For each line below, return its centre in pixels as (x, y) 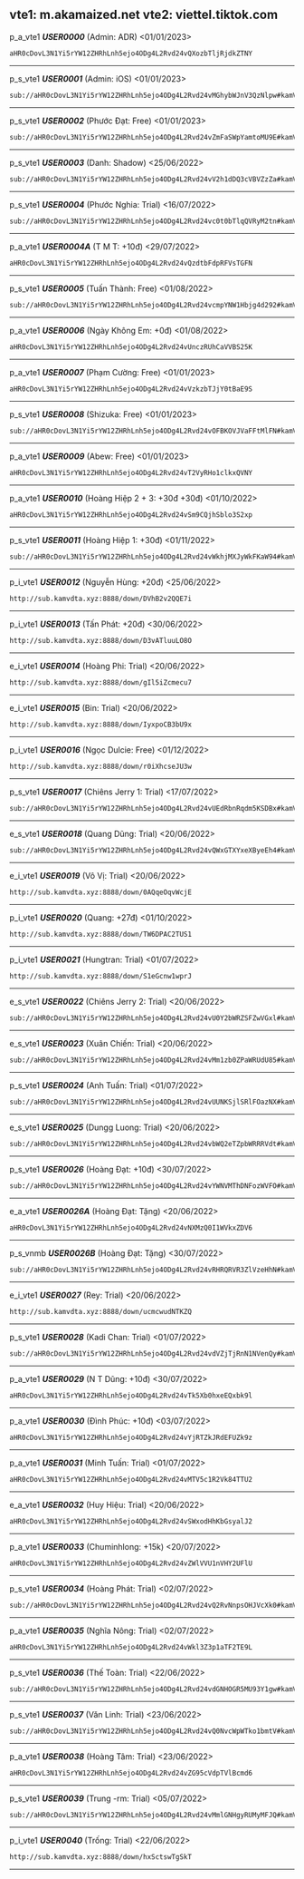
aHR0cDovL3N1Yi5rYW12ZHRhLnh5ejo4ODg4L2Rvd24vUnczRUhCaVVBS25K (131, 347)
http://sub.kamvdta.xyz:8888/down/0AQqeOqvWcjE (101, 892)
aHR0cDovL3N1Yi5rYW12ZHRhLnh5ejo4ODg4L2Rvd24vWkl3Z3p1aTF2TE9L (131, 1647)
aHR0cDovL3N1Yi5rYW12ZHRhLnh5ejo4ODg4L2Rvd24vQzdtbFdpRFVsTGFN (131, 263)
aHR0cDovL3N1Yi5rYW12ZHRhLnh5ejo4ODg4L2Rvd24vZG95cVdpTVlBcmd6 (131, 1773)
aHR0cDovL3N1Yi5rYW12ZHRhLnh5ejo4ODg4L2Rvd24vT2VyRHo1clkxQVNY (131, 472)
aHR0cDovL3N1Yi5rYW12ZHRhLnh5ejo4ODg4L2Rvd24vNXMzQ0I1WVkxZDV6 (131, 1228)
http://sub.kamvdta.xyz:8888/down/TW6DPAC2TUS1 (101, 934)
